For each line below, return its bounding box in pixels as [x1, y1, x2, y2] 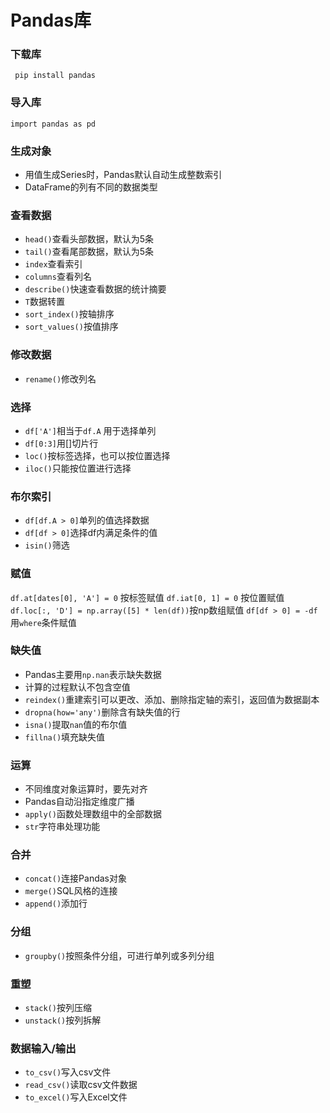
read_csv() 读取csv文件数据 [24, 1079, 138, 1091]
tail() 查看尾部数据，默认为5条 [24, 246, 155, 258]
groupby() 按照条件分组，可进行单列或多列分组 [24, 949, 215, 961]
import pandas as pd [10, 119, 97, 129]
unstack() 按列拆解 [24, 1014, 102, 1026]
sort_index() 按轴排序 [24, 308, 115, 320]
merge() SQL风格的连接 [24, 885, 118, 897]
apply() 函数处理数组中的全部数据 [24, 808, 162, 820]
